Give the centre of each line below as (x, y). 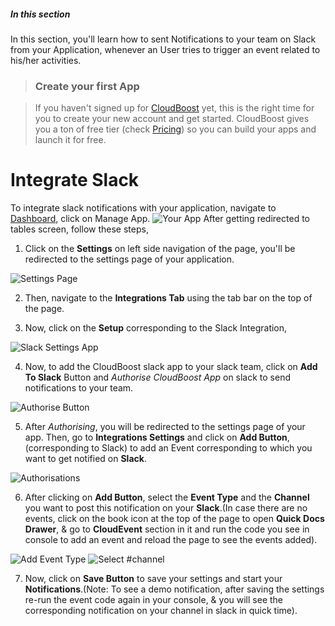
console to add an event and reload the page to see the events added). (171, 540)
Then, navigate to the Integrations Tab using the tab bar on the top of (168, 298)
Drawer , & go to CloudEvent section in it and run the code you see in (167, 529)
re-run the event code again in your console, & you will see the (154, 600)
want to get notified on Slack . (85, 459)
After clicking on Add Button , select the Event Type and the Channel (167, 497)
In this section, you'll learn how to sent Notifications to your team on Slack (163, 39)
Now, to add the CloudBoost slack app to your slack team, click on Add (171, 367)
